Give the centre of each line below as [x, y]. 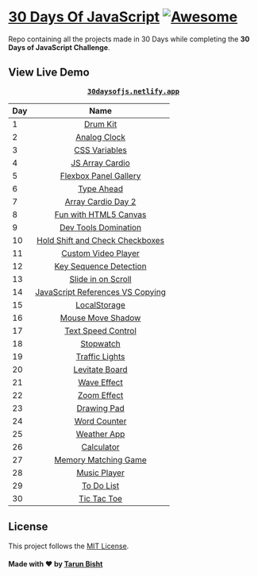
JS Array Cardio [101, 163]
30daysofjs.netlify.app [133, 91]
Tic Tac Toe [101, 498]
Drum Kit [100, 124]
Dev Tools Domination [100, 227]
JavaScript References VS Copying [101, 292]
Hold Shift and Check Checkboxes [101, 240]
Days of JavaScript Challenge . [59, 47]
